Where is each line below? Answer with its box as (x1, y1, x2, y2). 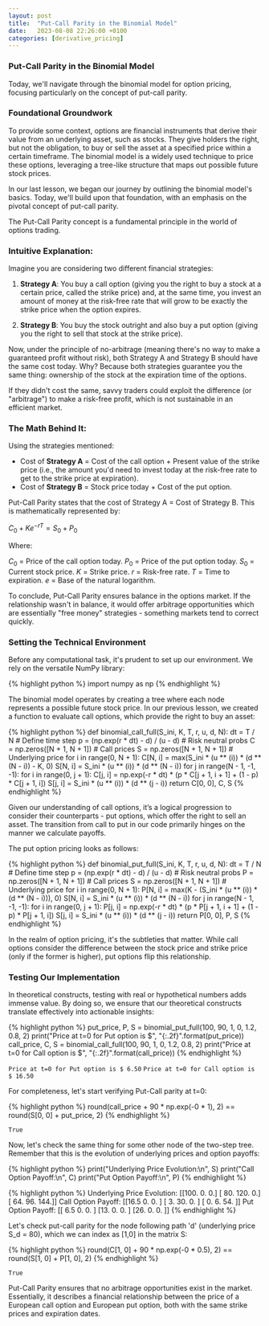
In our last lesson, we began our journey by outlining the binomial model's (8, 184, 253, 194)
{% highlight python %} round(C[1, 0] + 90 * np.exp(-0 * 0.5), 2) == (8, 1245, 233, 1254)
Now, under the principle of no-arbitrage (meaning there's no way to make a (8, 345, 261, 354)
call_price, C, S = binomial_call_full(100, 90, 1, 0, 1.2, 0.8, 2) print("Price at (8, 1040, 251, 1050)
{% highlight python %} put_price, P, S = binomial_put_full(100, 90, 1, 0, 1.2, (8, 1022, 257, 1033)
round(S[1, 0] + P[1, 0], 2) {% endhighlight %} (8, 1254, 159, 1263)
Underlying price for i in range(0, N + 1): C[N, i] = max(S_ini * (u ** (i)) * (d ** (8, 752, 262, 762)
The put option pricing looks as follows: (8, 843, 139, 853)
